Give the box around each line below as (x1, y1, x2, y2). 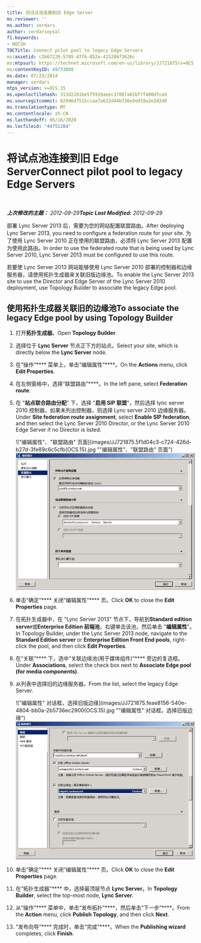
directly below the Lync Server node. (15, 349, 107, 356)
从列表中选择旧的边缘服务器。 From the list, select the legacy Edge (15, 680, 178, 688)
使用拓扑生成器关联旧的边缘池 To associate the (7, 303, 180, 313)
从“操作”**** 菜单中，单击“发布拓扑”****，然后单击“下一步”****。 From (15, 904, 190, 911)
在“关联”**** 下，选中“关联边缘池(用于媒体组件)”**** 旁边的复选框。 (15, 655, 184, 662)
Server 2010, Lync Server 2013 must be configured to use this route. (7, 251, 175, 258)
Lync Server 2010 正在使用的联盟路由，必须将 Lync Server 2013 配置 (23, 237, 193, 245)
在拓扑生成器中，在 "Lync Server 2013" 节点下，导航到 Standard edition (15, 616, 192, 623)
